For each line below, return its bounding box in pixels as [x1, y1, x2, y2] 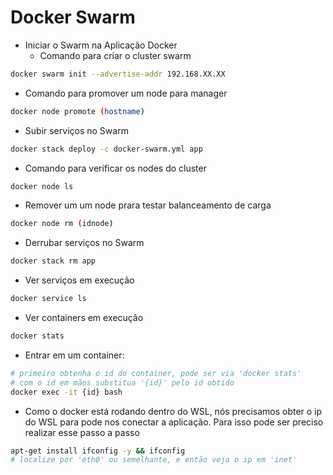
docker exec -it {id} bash [10, 387, 123, 397]
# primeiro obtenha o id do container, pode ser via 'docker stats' [10, 368, 302, 378]
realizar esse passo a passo [24, 426, 140, 438]
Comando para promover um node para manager [24, 87, 228, 99]
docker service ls [10, 294, 87, 304]
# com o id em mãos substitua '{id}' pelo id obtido [10, 377, 235, 388]
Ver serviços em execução [24, 274, 135, 286]
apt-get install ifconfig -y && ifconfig [10, 446, 186, 456]
